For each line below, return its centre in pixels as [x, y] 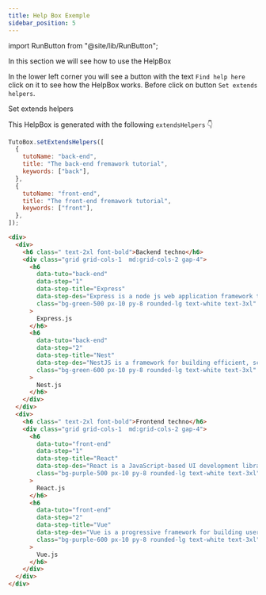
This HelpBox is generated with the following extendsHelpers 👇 [111, 125]
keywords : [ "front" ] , [58, 208]
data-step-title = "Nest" [76, 355]
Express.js [55, 318]
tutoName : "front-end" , [62, 194]
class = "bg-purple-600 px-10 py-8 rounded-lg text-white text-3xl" [148, 539]
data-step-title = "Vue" [74, 525]
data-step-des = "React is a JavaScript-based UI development [138, 466]
